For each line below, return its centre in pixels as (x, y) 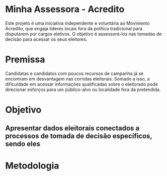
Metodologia (32, 166)
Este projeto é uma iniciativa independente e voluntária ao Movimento (77, 23)
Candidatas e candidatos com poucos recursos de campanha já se (74, 73)
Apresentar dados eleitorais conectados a (72, 128)
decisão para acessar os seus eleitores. (46, 39)
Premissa (25, 60)
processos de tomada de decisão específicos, (79, 136)
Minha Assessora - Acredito (65, 9)
